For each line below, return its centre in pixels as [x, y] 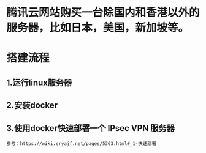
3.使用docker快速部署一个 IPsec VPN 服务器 [90, 128]
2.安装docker [32, 106]
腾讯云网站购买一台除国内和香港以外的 [103, 13]
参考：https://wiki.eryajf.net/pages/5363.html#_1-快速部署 [82, 144]
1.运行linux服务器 [39, 82]
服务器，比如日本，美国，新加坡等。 [98, 28]
